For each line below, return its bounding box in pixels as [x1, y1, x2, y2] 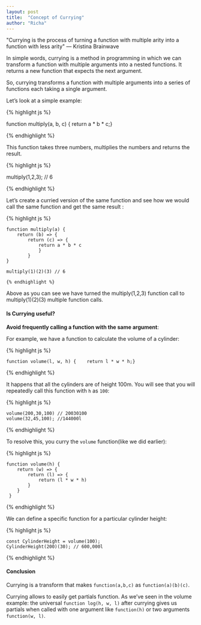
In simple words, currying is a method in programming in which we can [6, 55, 182, 62]
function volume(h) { [6, 461, 61, 467]
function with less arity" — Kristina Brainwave [6, 43, 119, 50]
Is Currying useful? [6, 309, 55, 317]
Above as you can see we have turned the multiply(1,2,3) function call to [6, 290, 185, 297]
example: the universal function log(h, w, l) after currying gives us [6, 599, 177, 606]
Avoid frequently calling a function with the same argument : [6, 323, 159, 331]
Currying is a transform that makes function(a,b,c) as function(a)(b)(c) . [6, 581, 190, 588]
